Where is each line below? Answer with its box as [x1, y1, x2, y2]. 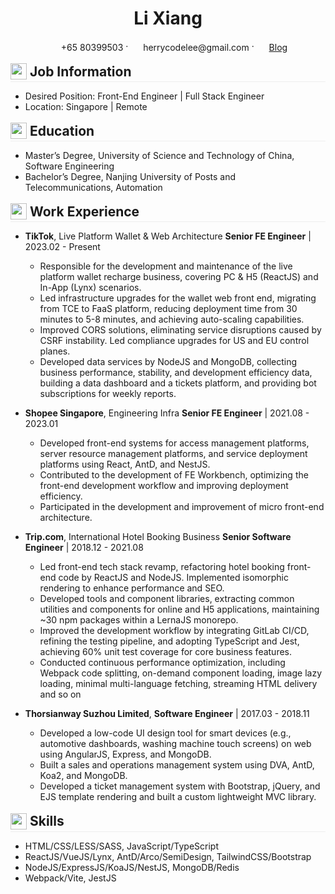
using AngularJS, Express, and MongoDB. [39, 748, 212, 761]
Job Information [29, 63, 132, 80]
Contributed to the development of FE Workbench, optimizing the [39, 469, 309, 481]
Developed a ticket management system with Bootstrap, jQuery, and [39, 780, 321, 792]
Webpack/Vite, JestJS [24, 872, 117, 884]
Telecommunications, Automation [24, 182, 163, 194]
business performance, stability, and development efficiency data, [39, 367, 313, 379]
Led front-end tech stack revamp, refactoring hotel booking [39, 561, 285, 573]
